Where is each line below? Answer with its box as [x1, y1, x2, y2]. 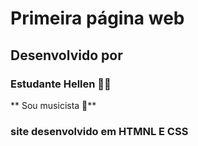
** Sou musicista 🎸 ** [10, 99, 97, 111]
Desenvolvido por [10, 47, 123, 64]
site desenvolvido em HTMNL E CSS [10, 124, 189, 138]
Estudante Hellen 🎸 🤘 [10, 77, 112, 91]
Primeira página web [10, 7, 185, 30]
